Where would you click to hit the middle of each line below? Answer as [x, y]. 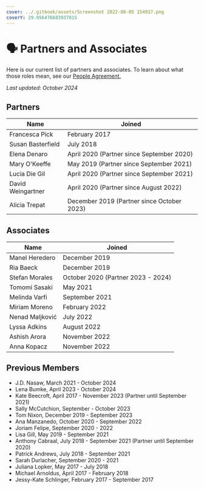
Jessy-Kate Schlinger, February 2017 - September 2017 [84, 479]
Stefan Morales [31, 278]
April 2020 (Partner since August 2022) [124, 188]
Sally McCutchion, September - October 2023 [73, 408]
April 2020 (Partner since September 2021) [130, 174]
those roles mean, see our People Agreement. [64, 76]
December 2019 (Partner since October [124, 201]
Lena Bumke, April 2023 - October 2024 [66, 389]
